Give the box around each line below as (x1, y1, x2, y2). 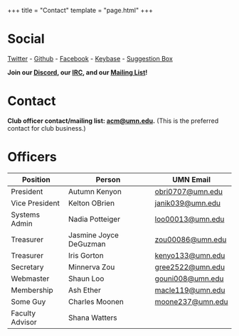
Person (95, 174, 121, 184)
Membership (11, 285, 53, 295)
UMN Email (172, 174, 211, 184)
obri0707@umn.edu (154, 186, 223, 196)
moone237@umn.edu (154, 296, 228, 306)
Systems (11, 210, 41, 220)
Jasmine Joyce (68, 230, 119, 240)
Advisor (11, 317, 37, 327)
